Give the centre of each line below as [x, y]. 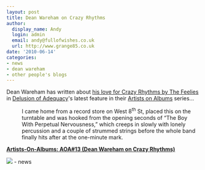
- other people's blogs [37, 75]
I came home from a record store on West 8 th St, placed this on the [106, 111]
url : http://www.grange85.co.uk [53, 46]
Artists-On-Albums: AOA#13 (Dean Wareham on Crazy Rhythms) [91, 149]
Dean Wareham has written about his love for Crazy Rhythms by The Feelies [102, 92]
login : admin [29, 35]
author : [16, 23]
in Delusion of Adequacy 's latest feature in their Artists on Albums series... [100, 98]
